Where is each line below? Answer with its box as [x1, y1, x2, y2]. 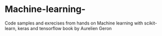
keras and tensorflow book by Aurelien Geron [18, 25, 112, 31]
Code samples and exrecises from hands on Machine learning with [5, 20, 143, 26]
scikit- [144, 20, 157, 26]
